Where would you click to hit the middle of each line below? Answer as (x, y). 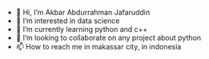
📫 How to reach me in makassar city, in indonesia (98, 47)
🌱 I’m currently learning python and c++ (82, 29)
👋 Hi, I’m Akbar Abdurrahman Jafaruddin (83, 12)
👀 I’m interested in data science (68, 21)
